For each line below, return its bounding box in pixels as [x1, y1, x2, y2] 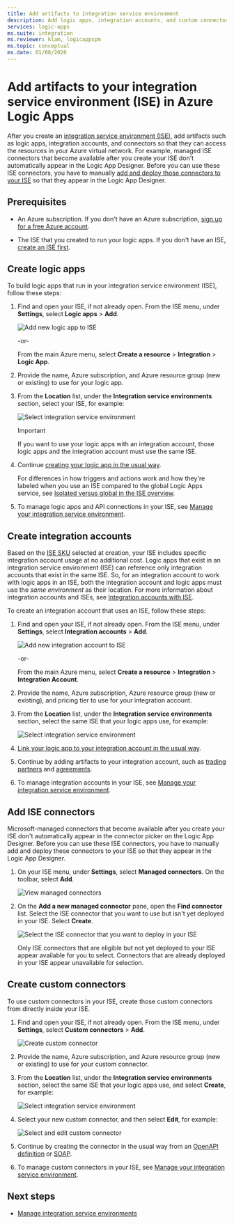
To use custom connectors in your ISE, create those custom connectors [7, 997, 213, 1005]
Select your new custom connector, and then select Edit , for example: [17, 1115, 218, 1123]
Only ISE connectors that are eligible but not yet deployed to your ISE [17, 944, 216, 952]
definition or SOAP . [17, 1150, 72, 1158]
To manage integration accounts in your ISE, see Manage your [17, 778, 196, 787]
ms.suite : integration [7, 29, 73, 37]
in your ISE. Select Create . [17, 917, 93, 925]
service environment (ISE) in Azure [7, 94, 214, 110]
